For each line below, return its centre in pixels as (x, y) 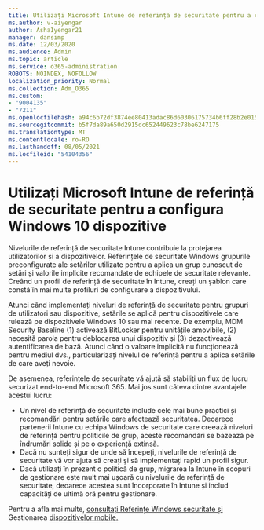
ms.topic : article (38, 60)
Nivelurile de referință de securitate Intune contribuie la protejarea (115, 248)
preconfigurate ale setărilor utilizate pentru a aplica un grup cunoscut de (125, 265)
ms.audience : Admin (40, 52)
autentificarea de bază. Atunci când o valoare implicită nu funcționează (123, 347)
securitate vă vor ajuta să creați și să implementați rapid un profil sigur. (134, 461)
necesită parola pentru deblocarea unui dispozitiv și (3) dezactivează (120, 338)
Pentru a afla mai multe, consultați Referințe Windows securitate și (115, 509)
